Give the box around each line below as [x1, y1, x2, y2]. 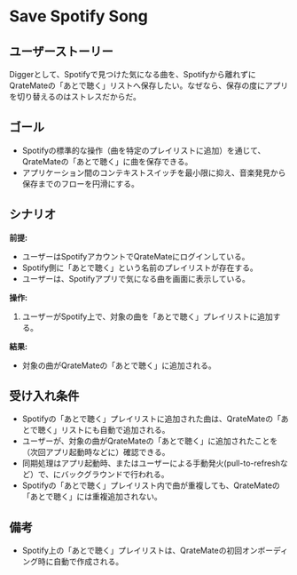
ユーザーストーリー [9, 44, 113, 59]
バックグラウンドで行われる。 [60, 469, 169, 480]
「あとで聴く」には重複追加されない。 [21, 491, 162, 502]
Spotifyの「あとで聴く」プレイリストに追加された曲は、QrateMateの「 [21, 413, 281, 424]
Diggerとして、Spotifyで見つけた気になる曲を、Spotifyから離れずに [9, 69, 256, 79]
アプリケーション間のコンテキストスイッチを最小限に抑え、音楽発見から [21, 167, 286, 178]
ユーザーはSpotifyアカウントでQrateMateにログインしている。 [21, 251, 250, 261]
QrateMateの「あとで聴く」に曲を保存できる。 [21, 156, 193, 166]
